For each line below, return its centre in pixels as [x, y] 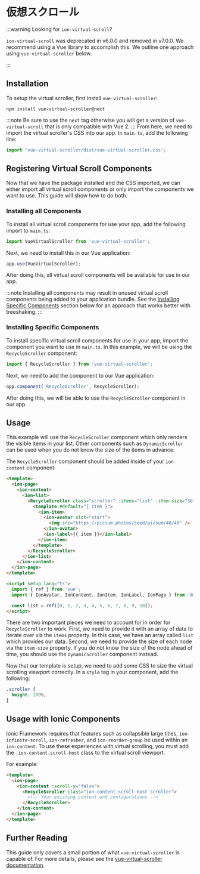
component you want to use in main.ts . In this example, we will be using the [99, 347]
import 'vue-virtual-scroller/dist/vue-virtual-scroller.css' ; [86, 150]
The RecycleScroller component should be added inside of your [85, 461]
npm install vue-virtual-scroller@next [56, 109]
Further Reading [37, 838]
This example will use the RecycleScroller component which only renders [97, 437]
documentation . [26, 865]
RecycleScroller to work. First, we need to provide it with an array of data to [100, 629]
